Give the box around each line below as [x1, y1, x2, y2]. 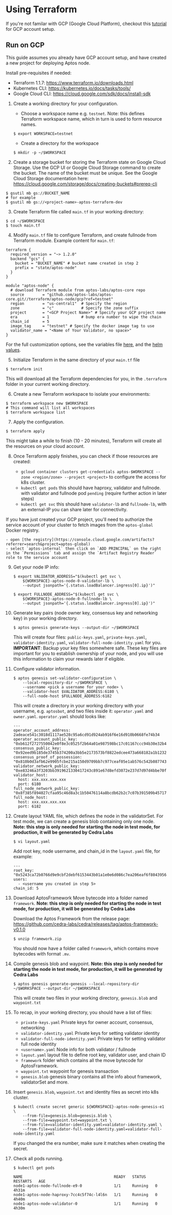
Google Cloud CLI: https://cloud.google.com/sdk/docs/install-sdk [13, 91, 151, 97]
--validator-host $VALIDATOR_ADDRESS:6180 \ [22, 689, 119, 694]
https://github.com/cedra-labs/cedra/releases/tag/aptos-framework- [13, 921, 159, 927]
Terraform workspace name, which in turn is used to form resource [20, 116, 162, 122]
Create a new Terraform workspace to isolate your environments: [13, 390, 151, 397]
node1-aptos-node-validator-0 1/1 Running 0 [13, 1201, 158, 1206]
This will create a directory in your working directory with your [13, 702, 144, 708]
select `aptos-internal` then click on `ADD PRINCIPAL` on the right [10, 546, 161, 551]
